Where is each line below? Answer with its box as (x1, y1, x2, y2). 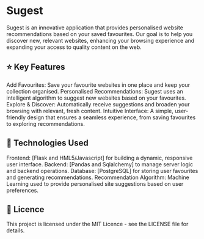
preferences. (6, 186, 38, 194)
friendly (6, 114, 26, 121)
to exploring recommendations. (6, 120, 86, 127)
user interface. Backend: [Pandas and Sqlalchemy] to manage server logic (6, 160, 194, 168)
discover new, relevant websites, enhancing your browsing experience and (6, 37, 195, 44)
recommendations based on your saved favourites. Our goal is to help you (6, 30, 193, 37)
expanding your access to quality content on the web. (6, 43, 142, 51)
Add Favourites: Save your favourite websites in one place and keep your (6, 81, 191, 89)
